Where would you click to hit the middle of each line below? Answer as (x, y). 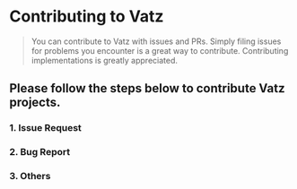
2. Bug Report (39, 152)
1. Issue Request (46, 128)
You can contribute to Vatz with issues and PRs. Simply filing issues (156, 41)
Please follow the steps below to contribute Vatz (147, 88)
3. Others (30, 176)
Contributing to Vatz (87, 17)
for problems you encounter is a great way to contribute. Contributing (160, 50)
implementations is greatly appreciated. (104, 60)
